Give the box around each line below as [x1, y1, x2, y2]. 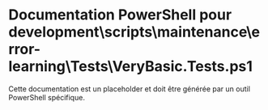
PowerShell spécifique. [8, 92, 85, 102]
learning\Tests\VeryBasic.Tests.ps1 [8, 57, 253, 76]
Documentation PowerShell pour [8, 6, 232, 24]
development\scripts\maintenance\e [8, 23, 261, 41]
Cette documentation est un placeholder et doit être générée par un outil [8, 83, 251, 94]
